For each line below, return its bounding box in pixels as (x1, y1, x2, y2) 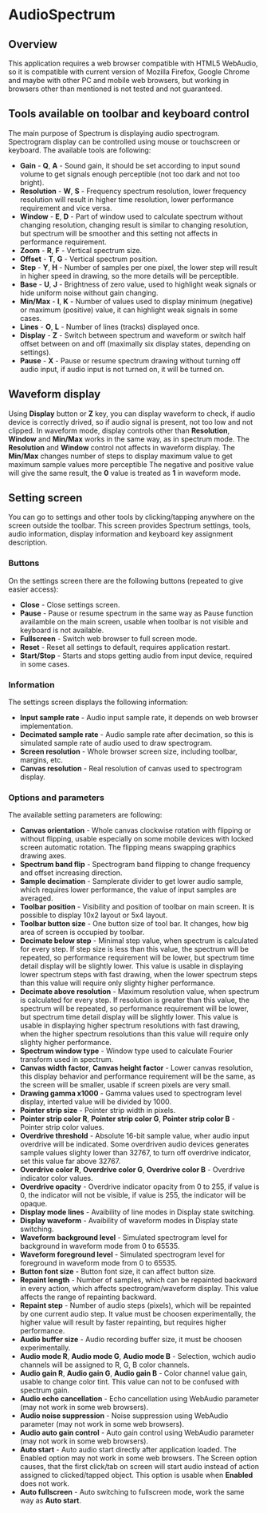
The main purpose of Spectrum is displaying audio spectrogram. (8, 128, 220, 137)
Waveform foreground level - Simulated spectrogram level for (19, 1250, 226, 1259)
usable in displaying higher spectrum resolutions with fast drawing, (19, 1020, 241, 1031)
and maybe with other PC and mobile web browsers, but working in (8, 76, 230, 85)
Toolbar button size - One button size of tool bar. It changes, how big (19, 919, 249, 929)
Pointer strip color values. (19, 1123, 105, 1132)
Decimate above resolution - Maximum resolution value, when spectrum (19, 987, 260, 996)
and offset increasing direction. (19, 868, 123, 877)
